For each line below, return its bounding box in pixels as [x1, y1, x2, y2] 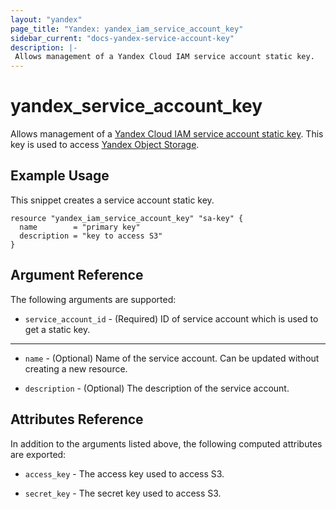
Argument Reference [10, 267, 144, 284]
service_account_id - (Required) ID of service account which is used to [24, 312, 319, 325]
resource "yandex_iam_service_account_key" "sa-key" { [10, 213, 244, 223]
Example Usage [10, 167, 110, 185]
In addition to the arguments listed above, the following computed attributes [10, 437, 323, 450]
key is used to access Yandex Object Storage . [10, 139, 200, 151]
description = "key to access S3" [19, 231, 163, 241]
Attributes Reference [10, 411, 144, 428]
